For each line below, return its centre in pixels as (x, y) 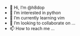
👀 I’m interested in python (35, 13)
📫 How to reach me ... (32, 28)
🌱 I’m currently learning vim (37, 18)
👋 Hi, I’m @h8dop (27, 8)
